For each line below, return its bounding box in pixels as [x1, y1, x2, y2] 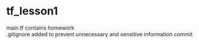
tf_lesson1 [6, 4, 58, 18]
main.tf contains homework [6, 24, 75, 31]
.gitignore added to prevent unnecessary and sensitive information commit [6, 30, 193, 37]
